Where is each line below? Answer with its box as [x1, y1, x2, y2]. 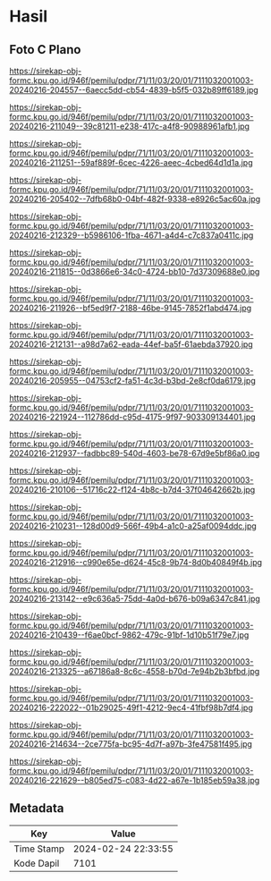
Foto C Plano [9, 42, 81, 57]
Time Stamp [13, 843, 65, 855]
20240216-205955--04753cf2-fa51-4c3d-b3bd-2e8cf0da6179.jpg [9, 376, 257, 385]
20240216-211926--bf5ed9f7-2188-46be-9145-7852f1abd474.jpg [9, 302, 252, 313]
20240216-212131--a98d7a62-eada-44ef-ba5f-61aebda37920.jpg [9, 339, 253, 350]
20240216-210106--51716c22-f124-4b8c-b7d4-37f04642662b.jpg [9, 485, 256, 495]
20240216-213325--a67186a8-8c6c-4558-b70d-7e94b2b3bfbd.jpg [9, 666, 260, 676]
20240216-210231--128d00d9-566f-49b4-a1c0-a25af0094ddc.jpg [9, 521, 257, 531]
